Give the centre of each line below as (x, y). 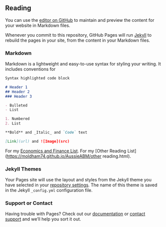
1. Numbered (17, 119)
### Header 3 (19, 96)
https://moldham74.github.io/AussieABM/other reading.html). (69, 156)
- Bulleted (16, 105)
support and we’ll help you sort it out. (43, 219)
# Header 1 (16, 87)
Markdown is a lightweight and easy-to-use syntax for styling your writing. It (83, 64)
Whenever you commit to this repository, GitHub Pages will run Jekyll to (79, 35)
